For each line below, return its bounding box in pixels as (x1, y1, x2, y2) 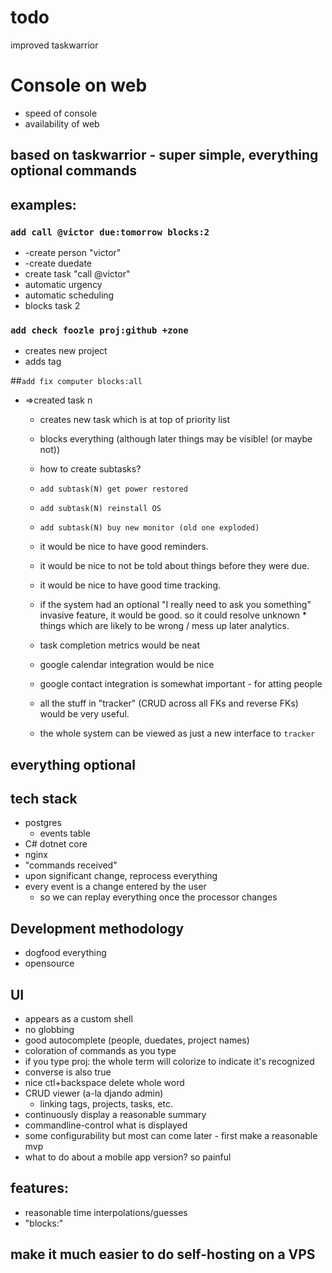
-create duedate (24, 257, 93, 269)
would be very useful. (39, 708, 130, 720)
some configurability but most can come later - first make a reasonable (24, 1130, 318, 1142)
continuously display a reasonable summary (24, 1109, 207, 1121)
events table (39, 827, 91, 840)
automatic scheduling (24, 289, 115, 301)
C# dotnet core (24, 838, 88, 850)
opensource (24, 957, 75, 970)
